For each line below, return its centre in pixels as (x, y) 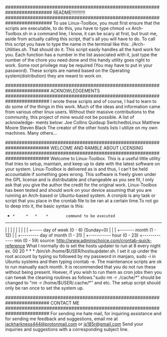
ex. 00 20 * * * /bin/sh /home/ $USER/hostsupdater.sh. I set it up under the (81, 251)
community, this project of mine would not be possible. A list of (70, 117)
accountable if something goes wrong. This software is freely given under (81, 174)
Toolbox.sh (17, 34)
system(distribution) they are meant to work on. (54, 76)
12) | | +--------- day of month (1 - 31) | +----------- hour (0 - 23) (72, 235)
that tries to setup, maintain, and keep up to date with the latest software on (83, 164)
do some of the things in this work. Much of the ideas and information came (83, 107)
